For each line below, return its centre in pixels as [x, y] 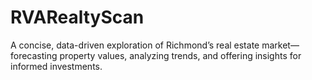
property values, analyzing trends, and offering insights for [180, 55]
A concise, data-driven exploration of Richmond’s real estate [135, 45]
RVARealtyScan [77, 17]
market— [280, 45]
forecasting [34, 55]
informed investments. [56, 66]
